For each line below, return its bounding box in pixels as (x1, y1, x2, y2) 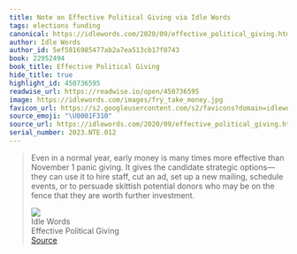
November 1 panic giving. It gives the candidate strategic (30, 161, 239, 173)
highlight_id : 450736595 (9, 79, 101, 88)
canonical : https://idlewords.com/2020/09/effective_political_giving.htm (9, 29, 291, 38)
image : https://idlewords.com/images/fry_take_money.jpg (9, 95, 224, 104)
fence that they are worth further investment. (30, 189, 195, 200)
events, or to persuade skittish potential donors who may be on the (30, 181, 276, 191)
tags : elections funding (9, 21, 101, 30)
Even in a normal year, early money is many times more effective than (30, 152, 285, 163)
